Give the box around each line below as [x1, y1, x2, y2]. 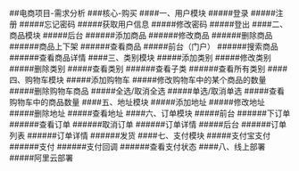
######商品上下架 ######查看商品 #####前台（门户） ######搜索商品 [9, 41, 278, 52]
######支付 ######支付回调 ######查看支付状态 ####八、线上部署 [9, 142, 266, 151]
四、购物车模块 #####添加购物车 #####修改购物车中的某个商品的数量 [9, 75, 267, 85]
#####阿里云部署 [9, 152, 74, 163]
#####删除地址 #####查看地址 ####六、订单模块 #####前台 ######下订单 [9, 108, 291, 118]
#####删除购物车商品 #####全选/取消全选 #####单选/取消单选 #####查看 [9, 85, 286, 96]
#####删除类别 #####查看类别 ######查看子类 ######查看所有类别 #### [9, 63, 288, 74]
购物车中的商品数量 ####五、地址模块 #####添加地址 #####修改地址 [9, 97, 265, 107]
